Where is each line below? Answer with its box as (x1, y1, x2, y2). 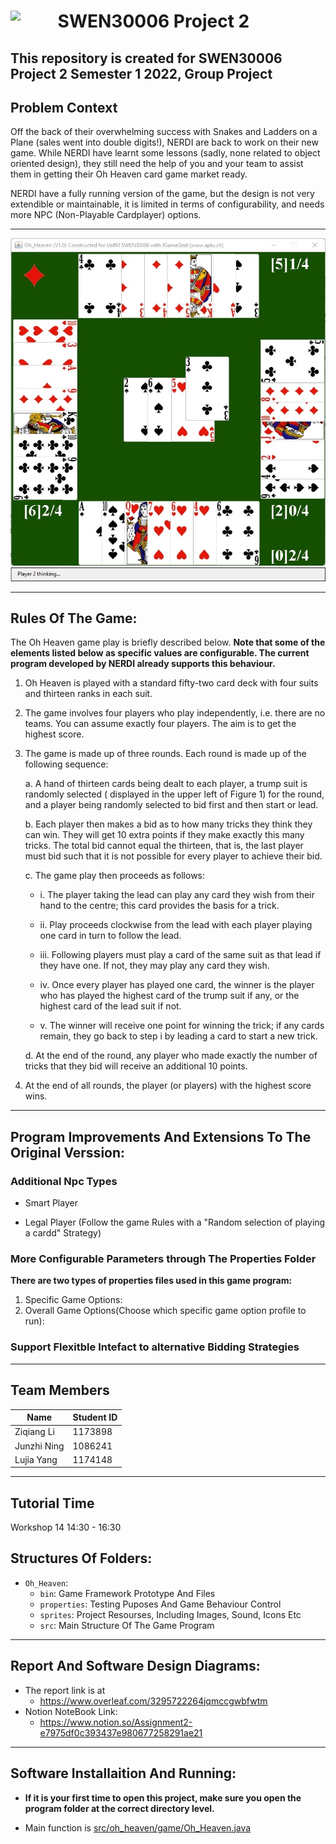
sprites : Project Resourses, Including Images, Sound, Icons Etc (39, 1608, 302, 1620)
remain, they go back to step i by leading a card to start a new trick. (39, 1030, 318, 1042)
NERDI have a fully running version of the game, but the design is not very (10, 188, 315, 200)
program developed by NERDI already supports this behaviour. (10, 658, 276, 670)
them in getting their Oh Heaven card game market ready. (10, 168, 248, 180)
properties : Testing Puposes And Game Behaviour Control (39, 1598, 282, 1610)
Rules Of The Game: (10, 610, 138, 627)
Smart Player (24, 1197, 78, 1209)
